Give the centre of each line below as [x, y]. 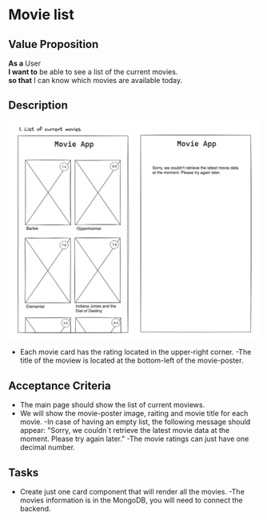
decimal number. [48, 447]
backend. [35, 508]
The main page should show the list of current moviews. [112, 405]
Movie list [41, 15]
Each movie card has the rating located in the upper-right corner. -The [135, 352]
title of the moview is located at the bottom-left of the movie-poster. [132, 360]
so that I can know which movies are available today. [96, 80]
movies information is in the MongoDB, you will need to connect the [132, 500]
